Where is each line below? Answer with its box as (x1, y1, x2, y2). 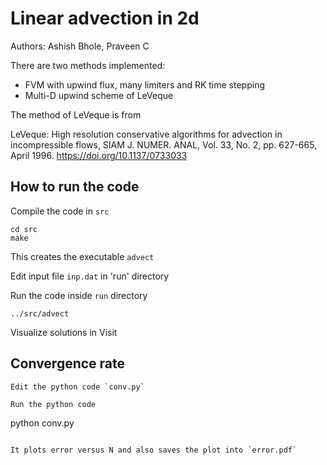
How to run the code (10, 178, 140, 196)
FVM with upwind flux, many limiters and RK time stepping (24, 78, 265, 91)
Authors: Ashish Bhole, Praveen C (10, 40, 150, 52)
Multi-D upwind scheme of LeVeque (24, 89, 174, 101)
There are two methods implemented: (10, 59, 166, 71)
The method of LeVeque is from (10, 108, 142, 121)
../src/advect (10, 308, 70, 319)
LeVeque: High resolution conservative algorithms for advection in (10, 128, 283, 140)
